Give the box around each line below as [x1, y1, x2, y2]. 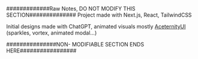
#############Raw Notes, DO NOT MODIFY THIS [6, 5, 136, 12]
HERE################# [6, 47, 77, 54]
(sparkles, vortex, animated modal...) [6, 29, 97, 36]
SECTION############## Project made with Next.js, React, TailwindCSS [6, 11, 192, 18]
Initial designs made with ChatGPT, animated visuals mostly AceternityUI [6, 23, 186, 30]
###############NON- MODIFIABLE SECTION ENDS [6, 41, 145, 48]
